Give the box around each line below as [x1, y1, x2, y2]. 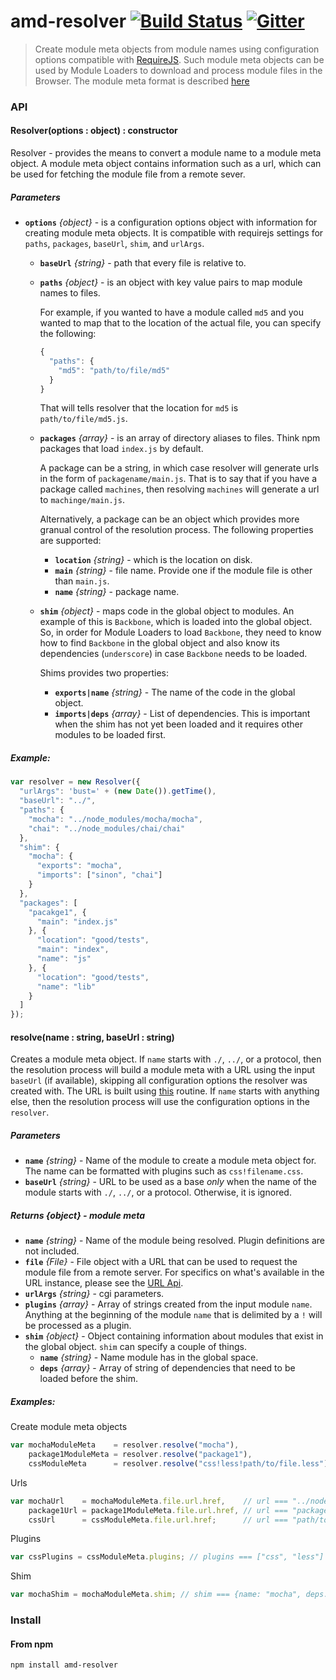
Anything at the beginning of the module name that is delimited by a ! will [24, 1309, 323, 1321]
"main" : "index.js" [36, 916, 118, 927]
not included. [24, 1245, 80, 1257]
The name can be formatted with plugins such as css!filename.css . [24, 1165, 304, 1177]
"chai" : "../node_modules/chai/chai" [28, 823, 186, 834]
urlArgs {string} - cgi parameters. [24, 1288, 165, 1300]
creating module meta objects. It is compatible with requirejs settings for [24, 227, 324, 239]
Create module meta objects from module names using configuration [34, 43, 320, 55]
